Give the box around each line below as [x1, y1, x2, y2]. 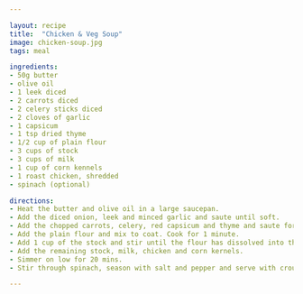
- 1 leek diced [9, 87, 67, 96]
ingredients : [9, 62, 59, 72]
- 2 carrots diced [9, 96, 78, 105]
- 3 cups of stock [9, 146, 78, 156]
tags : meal [9, 46, 50, 55]
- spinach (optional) [9, 179, 91, 189]
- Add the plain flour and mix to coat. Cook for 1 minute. [9, 230, 241, 239]
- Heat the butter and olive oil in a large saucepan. [9, 205, 220, 214]
